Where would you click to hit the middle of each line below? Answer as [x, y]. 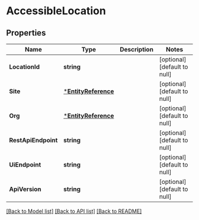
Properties [26, 33]
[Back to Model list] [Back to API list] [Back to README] [74, 211]
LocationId [25, 67]
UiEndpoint [25, 165]
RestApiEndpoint [33, 140]
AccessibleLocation [56, 11]
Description [137, 50]
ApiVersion [25, 189]
